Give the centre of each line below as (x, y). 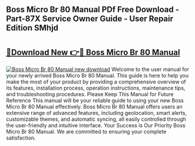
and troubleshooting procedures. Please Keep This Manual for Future (90, 94)
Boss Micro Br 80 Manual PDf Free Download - (93, 10)
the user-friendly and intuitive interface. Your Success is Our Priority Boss (96, 125)
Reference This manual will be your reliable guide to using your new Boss (95, 100)
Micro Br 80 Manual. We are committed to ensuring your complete (86, 132)
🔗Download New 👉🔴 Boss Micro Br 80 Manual (93, 52)
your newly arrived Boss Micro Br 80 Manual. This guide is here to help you (97, 75)
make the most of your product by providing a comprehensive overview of (96, 82)
